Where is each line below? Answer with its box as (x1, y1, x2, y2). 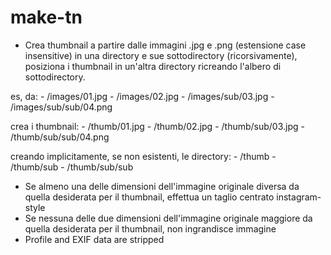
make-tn (10, 6, 83, 29)
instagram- (276, 191, 322, 203)
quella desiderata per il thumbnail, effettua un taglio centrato (24, 191, 275, 203)
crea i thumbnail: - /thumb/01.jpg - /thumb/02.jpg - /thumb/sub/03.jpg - (10, 120, 305, 132)
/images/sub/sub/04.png (10, 101, 113, 113)
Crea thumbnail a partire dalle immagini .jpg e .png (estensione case (24, 39, 307, 51)
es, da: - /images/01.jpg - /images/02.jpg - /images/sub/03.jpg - (10, 90, 275, 102)
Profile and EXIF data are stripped (24, 233, 165, 245)
